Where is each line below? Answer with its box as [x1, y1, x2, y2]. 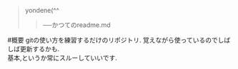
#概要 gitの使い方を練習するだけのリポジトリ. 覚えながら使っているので [7, 36, 218, 44]
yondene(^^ [24, 6, 59, 14]
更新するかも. [19, 45, 60, 53]
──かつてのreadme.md [42, 21, 111, 29]
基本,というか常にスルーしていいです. [7, 53, 118, 62]
